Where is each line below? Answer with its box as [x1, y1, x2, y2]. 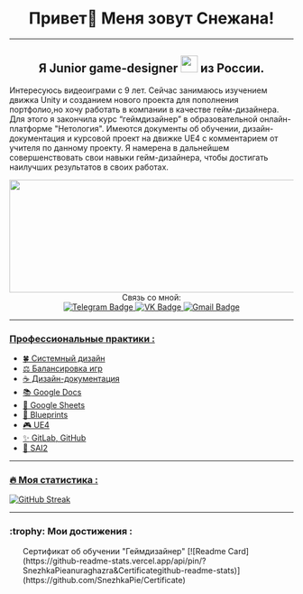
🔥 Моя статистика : [9, 473, 99, 486]
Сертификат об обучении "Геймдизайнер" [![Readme [22, 545, 226, 556]
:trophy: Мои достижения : [9, 525, 133, 538]
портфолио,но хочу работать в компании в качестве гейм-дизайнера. [9, 104, 280, 115]
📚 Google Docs [22, 387, 82, 398]
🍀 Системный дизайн [22, 353, 106, 364]
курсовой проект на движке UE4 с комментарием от [73, 133, 279, 144]
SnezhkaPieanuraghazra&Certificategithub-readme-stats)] [22, 564, 241, 576]
